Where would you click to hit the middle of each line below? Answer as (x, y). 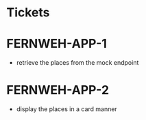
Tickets (28, 13)
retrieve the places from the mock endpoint (77, 63)
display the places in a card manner (66, 109)
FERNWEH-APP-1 (57, 44)
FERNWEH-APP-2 (58, 90)
